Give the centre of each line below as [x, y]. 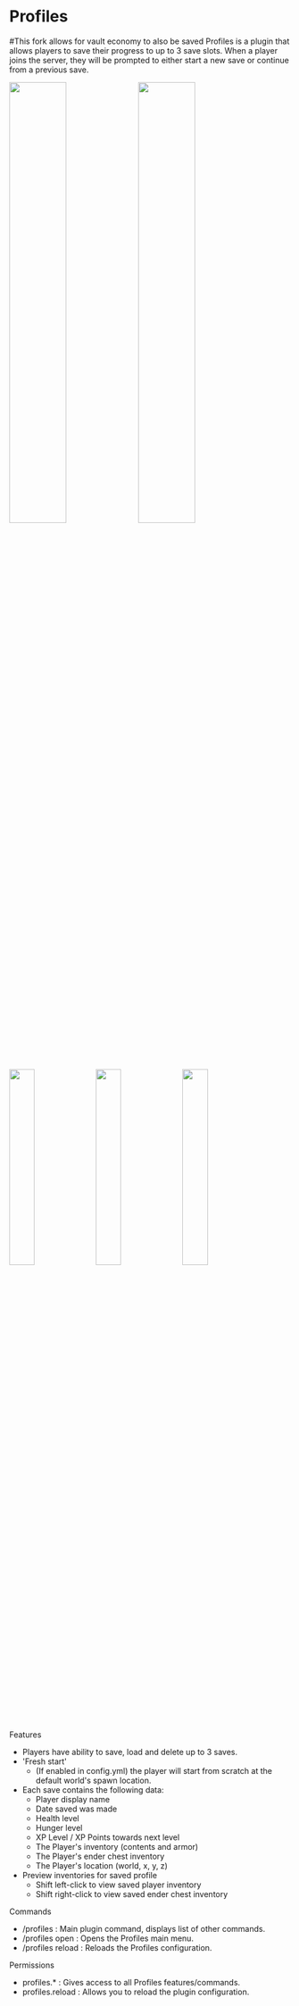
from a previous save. [49, 70]
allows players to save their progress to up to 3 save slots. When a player [144, 50]
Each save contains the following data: [93, 1790]
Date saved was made [76, 1809]
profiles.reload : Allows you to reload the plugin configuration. [136, 1992]
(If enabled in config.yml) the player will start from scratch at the [154, 1770]
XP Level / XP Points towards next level [108, 1837]
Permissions [32, 1965]
